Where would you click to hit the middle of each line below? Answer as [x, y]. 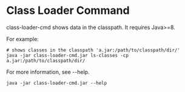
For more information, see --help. [48, 72]
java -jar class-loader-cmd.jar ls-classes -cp [68, 55]
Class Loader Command [68, 11]
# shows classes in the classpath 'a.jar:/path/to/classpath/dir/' [93, 50]
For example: [23, 39]
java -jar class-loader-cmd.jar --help [57, 83]
